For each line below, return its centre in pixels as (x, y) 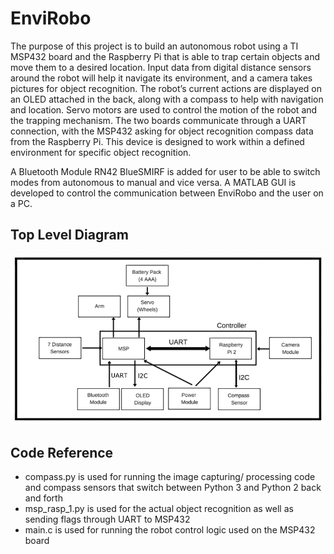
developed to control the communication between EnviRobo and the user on (167, 193)
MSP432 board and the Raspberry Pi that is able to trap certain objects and (165, 56)
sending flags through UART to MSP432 (107, 519)
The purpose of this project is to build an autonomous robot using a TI (154, 46)
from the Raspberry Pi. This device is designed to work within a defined (157, 141)
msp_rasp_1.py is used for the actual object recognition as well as (159, 509)
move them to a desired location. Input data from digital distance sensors (161, 67)
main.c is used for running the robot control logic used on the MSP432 (170, 530)
